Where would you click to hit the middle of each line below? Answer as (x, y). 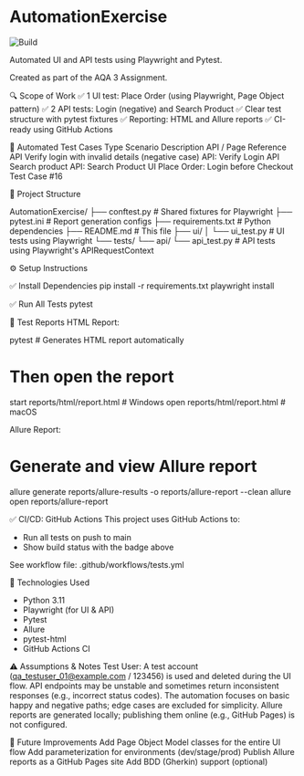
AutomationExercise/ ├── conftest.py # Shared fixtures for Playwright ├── (151, 211)
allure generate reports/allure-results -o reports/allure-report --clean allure (151, 491)
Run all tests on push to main (77, 537)
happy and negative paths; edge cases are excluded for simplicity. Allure (146, 705)
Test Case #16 (36, 176)
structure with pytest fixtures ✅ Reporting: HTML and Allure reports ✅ (141, 119)
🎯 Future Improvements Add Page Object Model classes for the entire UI (145, 742)
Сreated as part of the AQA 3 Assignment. (89, 77)
